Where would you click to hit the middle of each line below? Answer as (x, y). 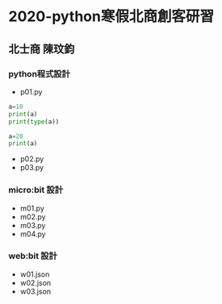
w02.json (36, 282)
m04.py (33, 234)
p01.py (31, 92)
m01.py (32, 208)
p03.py (32, 168)
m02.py (33, 217)
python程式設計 (40, 73)
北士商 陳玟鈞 (42, 49)
